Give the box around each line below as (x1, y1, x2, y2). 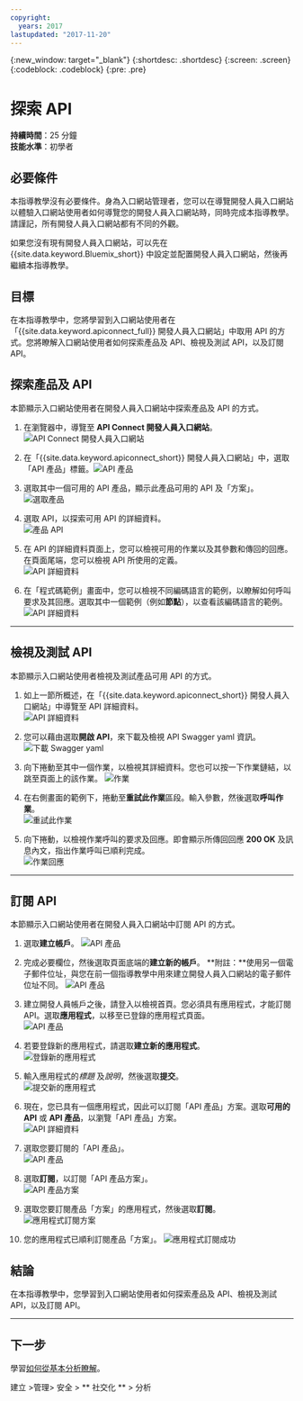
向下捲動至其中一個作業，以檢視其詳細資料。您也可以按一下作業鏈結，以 (22, 762, 291, 773)
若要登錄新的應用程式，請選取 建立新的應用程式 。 (22, 1041, 205, 1052)
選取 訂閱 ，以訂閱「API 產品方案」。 (22, 1173, 154, 1184)
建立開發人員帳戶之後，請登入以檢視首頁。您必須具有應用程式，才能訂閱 (22, 999, 291, 1009)
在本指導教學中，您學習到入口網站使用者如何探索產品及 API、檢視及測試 (10, 1288, 278, 1299)
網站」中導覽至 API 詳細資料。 (31, 700, 144, 711)
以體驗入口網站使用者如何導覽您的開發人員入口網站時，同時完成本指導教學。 (10, 207, 294, 218)
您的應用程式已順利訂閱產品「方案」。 (22, 1234, 162, 1245)
